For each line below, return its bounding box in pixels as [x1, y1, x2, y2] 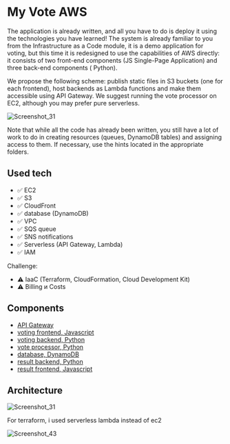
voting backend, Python [17, 335, 85, 343]
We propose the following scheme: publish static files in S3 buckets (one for [7, 77, 224, 85]
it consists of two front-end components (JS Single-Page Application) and [7, 56, 218, 64]
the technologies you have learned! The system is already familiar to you [7, 34, 213, 42]
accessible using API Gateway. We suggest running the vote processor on [7, 91, 217, 100]
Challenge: [7, 261, 38, 270]
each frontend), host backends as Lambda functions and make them [7, 84, 202, 92]
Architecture [7, 384, 63, 396]
